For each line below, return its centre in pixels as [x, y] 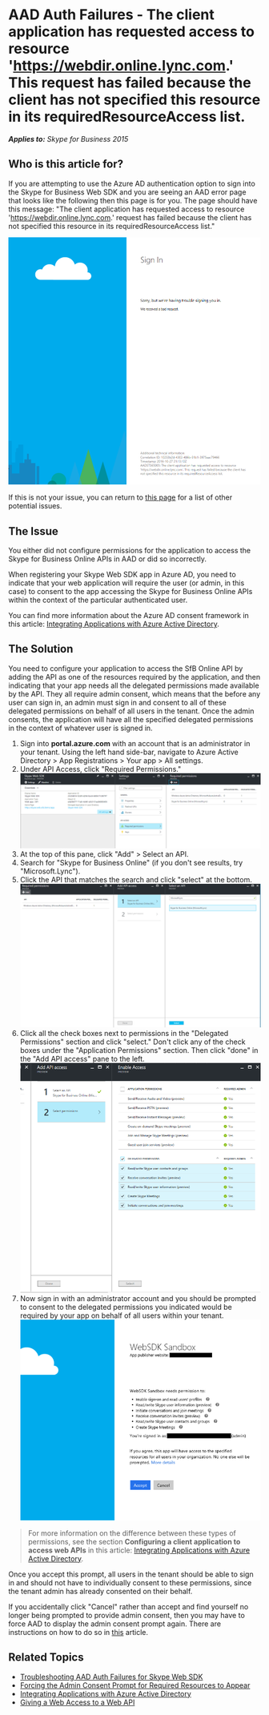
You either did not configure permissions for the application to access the [129, 551]
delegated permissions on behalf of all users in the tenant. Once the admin [131, 711]
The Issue [33, 531]
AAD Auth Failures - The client [111, 15]
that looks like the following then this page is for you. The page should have [133, 200]
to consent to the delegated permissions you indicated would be [126, 1307]
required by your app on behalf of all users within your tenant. [122, 1315]
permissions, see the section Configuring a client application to [134, 1541]
